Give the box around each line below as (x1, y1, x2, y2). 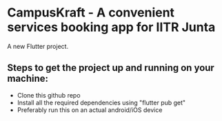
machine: (7, 73, 49, 85)
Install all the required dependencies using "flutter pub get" (17, 98, 186, 107)
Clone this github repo (17, 91, 81, 99)
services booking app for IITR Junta (7, 19, 216, 35)
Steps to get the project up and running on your (7, 62, 215, 74)
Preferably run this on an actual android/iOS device (17, 105, 163, 114)
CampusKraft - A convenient (7, 5, 174, 21)
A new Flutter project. (7, 42, 69, 50)
